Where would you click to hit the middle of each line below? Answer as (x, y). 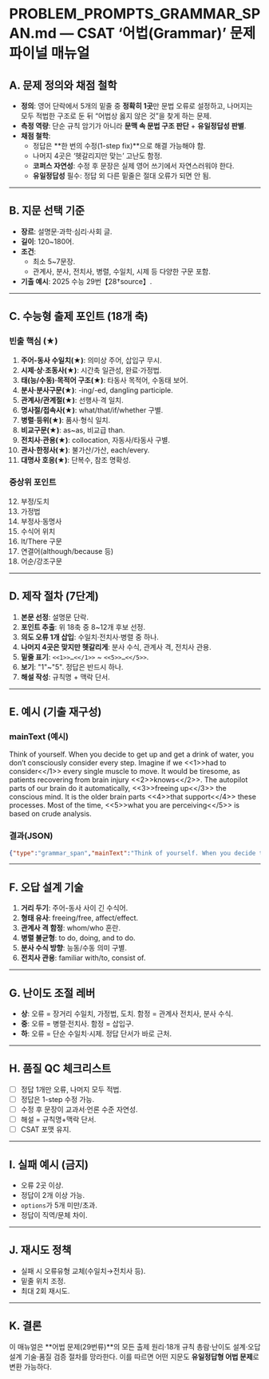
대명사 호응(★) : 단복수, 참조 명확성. (75, 460)
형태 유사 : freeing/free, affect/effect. (79, 918)
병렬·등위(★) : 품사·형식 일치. (65, 420)
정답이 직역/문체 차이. (54, 1215)
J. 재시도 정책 (40, 1250)
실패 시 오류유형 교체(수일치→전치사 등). (83, 1270)
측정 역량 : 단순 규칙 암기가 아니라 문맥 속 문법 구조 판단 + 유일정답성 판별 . (133, 126)
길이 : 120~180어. (47, 241)
